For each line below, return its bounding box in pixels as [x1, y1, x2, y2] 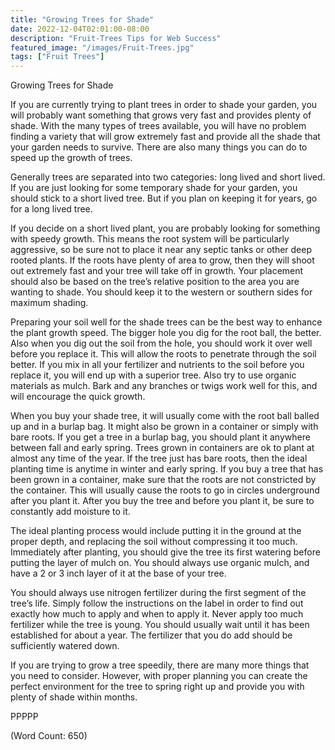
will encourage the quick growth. [10, 391, 146, 403]
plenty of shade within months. [10, 691, 138, 703]
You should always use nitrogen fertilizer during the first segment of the [10, 587, 307, 599]
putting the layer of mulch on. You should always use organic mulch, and [10, 557, 310, 569]
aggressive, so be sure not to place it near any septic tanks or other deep [10, 244, 313, 256]
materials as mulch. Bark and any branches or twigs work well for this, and [10, 380, 318, 392]
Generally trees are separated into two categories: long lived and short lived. [10, 171, 326, 183]
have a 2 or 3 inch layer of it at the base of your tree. [10, 567, 227, 580]
